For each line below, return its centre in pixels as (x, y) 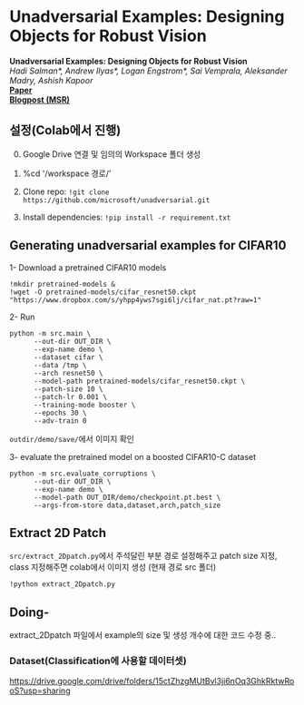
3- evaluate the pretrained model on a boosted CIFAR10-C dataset (133, 456)
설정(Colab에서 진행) (65, 130)
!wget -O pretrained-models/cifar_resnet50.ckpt (103, 292)
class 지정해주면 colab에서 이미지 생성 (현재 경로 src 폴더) (113, 567)
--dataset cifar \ (68, 357)
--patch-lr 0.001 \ (70, 397)
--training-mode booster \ (84, 405)
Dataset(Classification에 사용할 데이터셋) (98, 661)
